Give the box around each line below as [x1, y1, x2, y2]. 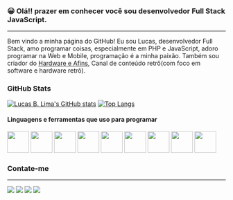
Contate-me [7, 163, 49, 173]
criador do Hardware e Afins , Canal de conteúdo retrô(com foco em [7, 59, 201, 68]
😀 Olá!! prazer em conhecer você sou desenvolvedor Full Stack [7, 6, 225, 16]
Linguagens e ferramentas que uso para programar [7, 116, 157, 124]
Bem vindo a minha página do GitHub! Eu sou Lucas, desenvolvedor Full [7, 37, 213, 46]
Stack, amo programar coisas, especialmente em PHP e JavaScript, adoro [7, 44, 218, 53]
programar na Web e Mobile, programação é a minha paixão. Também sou [7, 52, 220, 60]
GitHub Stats [7, 84, 51, 93]
